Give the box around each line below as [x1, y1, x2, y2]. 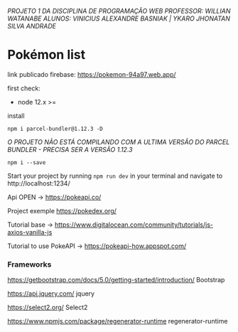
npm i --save [7, 159, 46, 166]
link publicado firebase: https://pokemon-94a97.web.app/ [7, 70, 176, 78]
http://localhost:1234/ [7, 178, 70, 188]
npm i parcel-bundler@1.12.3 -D [7, 125, 103, 132]
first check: [7, 84, 40, 92]
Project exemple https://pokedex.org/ [7, 206, 117, 215]
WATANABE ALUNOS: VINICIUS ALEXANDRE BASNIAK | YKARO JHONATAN [7, 14, 231, 23]
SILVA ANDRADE [7, 22, 57, 30]
